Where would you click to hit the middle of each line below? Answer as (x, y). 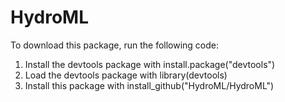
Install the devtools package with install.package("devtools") (150, 64)
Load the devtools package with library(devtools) (126, 75)
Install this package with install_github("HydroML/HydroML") (149, 85)
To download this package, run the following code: (115, 45)
